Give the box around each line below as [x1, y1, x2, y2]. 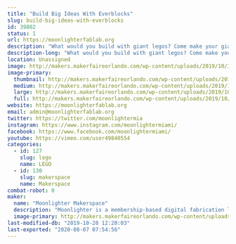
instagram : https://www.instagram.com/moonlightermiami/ [7, 121, 178, 129]
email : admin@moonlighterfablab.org [7, 108, 114, 115]
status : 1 [7, 30, 37, 37]
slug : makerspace [20, 174, 71, 181]
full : [13, 96, 30, 103]
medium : [13, 82, 37, 89]
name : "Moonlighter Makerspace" [13, 200, 109, 207]
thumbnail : [13, 75, 46, 83]
